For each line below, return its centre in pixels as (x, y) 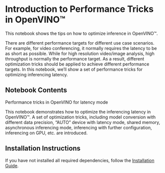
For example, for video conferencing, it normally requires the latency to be (81, 48)
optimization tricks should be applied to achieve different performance (77, 64)
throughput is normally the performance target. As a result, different (75, 58)
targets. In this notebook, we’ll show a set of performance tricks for (74, 69)
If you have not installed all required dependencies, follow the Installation (80, 160)
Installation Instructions (43, 148)
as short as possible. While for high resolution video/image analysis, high (80, 54)
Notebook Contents (36, 90)
